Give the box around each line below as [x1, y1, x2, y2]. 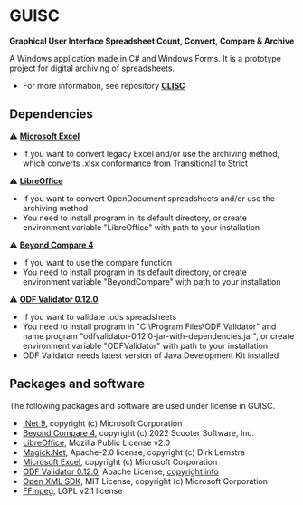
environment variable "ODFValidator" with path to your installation [22, 340, 269, 351]
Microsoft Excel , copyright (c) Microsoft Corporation [22, 456, 218, 467]
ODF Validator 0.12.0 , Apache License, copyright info [22, 466, 219, 477]
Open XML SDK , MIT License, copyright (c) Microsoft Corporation [22, 475, 269, 486]
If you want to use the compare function [22, 257, 173, 267]
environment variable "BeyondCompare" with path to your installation [22, 276, 281, 286]
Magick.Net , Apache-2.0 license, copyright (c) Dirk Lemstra [22, 446, 246, 458]
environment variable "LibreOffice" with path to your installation [22, 221, 260, 232]
